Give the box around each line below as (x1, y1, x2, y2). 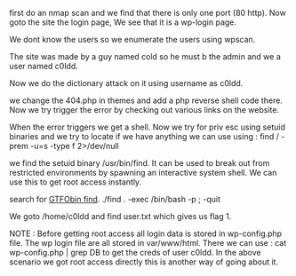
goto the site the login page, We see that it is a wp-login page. (9, 17, 237, 28)
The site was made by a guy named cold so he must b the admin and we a (9, 51, 282, 61)
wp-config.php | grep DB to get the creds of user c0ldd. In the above (9, 248, 261, 257)
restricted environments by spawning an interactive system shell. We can (9, 168, 277, 177)
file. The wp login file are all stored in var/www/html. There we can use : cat (9, 238, 287, 248)
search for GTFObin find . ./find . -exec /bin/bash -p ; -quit (9, 194, 220, 204)
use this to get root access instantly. (9, 177, 142, 187)
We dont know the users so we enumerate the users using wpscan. (9, 35, 256, 44)
